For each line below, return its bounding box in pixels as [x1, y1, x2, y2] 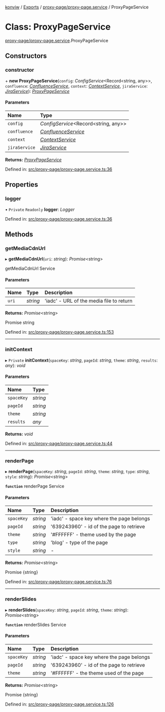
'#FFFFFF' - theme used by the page [51, 531, 137, 538]
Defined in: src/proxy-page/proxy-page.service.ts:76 [5, 579, 112, 585]
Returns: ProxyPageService [5, 157, 62, 163]
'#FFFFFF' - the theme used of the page [51, 669, 144, 676]
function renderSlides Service [5, 622, 66, 627]
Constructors [5, 52, 47, 60]
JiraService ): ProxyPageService [5, 88, 70, 94]
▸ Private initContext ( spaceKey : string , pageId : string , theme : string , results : [5, 357, 158, 363]
